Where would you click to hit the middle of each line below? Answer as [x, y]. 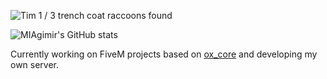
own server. [35, 64]
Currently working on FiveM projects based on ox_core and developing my [164, 54]
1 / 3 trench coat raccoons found [105, 15]
